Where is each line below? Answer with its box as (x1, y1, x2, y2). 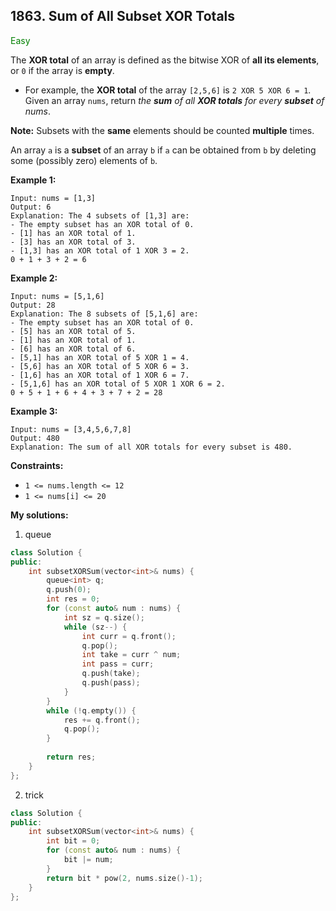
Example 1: (10, 174, 57, 186)
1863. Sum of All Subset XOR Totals (10, 8, 236, 25)
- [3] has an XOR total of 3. (10, 237, 137, 247)
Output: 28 (10, 300, 56, 310)
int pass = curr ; (81, 659, 155, 669)
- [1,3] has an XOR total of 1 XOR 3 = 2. (10, 245, 190, 256)
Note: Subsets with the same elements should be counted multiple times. (10, 124, 315, 136)
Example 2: (10, 272, 58, 284)
